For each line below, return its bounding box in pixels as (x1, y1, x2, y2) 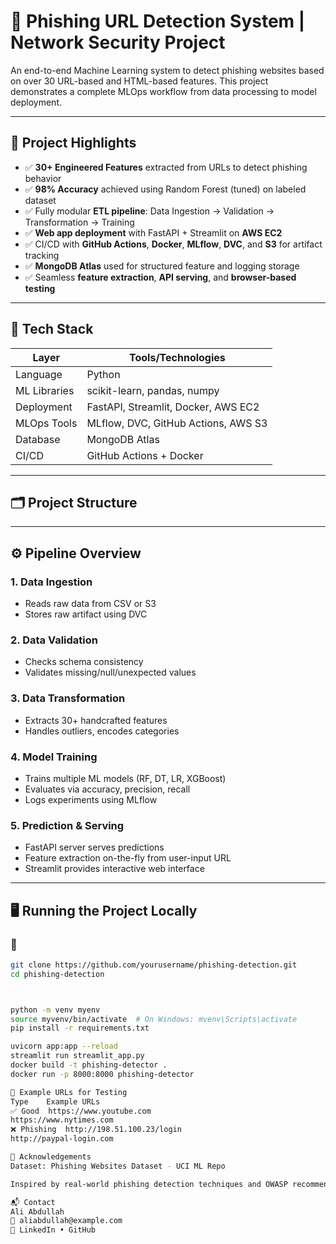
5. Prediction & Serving (10, 818, 125, 832)
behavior (24, 172, 62, 184)
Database (15, 432, 61, 446)
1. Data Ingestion (10, 575, 93, 589)
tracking (24, 249, 60, 261)
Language (15, 367, 63, 381)
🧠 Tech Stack (10, 321, 94, 338)
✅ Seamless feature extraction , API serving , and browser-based (24, 271, 297, 283)
